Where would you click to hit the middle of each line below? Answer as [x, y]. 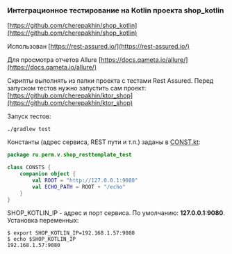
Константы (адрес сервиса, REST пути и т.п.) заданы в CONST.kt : [104, 142]
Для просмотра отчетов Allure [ [54, 60]
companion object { [48, 174]
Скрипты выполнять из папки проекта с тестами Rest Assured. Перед [110, 81]
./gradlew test [29, 129]
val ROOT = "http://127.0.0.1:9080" [85, 180]
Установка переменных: [43, 221]
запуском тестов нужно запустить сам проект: [77, 88]
